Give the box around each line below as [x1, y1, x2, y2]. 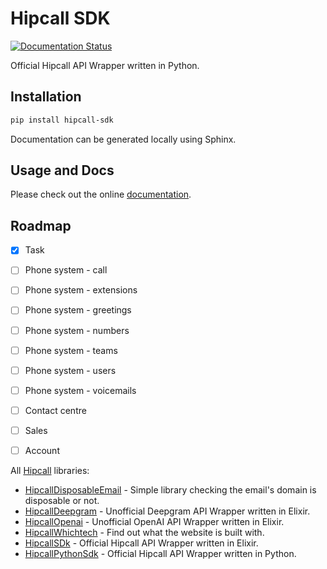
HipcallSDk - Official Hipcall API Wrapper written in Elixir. [24, 537, 259, 549]
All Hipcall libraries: [10, 464, 90, 476]
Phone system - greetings [24, 304, 132, 316]
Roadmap [10, 217, 72, 234]
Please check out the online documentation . [10, 188, 192, 201]
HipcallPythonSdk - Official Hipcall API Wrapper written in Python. [24, 547, 297, 559]
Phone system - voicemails [24, 384, 137, 396]
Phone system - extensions [24, 284, 138, 296]
